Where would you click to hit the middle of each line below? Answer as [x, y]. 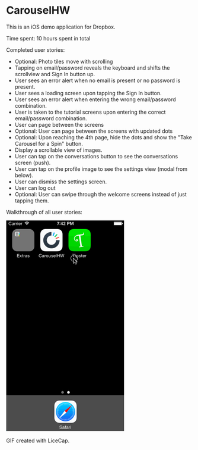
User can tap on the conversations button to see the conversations [96, 156]
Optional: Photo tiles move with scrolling [64, 61]
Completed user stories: [36, 50]
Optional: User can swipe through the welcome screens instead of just [100, 194]
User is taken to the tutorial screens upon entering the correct [90, 112]
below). [24, 175]
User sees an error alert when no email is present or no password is [98, 80]
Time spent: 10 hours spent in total [48, 38]
